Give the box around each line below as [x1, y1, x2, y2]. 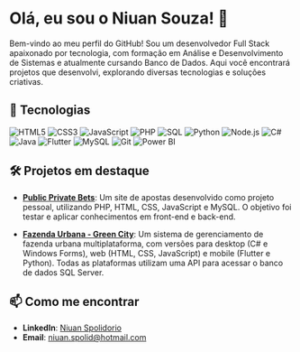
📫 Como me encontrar [9, 293, 140, 310]
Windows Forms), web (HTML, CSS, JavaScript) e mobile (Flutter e [22, 247, 271, 258]
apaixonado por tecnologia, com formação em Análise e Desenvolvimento [9, 47, 284, 58]
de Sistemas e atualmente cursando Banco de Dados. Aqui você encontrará [9, 57, 291, 68]
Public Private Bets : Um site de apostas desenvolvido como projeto [22, 191, 275, 202]
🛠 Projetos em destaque [9, 163, 150, 179]
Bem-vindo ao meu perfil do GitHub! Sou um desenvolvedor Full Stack [9, 38, 270, 49]
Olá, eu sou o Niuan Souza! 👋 [9, 8, 229, 29]
